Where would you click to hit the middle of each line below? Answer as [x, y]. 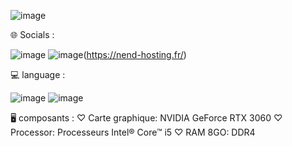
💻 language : [38, 74]
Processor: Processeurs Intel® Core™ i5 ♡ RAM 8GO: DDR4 [133, 132]
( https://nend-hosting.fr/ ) [135, 54]
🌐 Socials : [32, 34]
